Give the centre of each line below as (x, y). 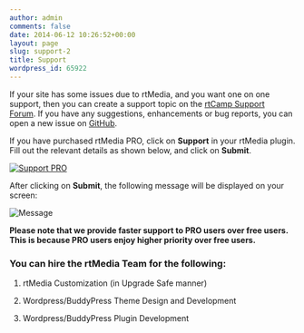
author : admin (36, 18)
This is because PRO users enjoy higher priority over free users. (132, 240)
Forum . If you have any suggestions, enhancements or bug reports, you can (151, 113)
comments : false (40, 26)
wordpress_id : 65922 (49, 69)
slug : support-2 (40, 52)
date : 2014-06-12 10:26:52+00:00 (73, 34)
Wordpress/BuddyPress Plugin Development (106, 318)
